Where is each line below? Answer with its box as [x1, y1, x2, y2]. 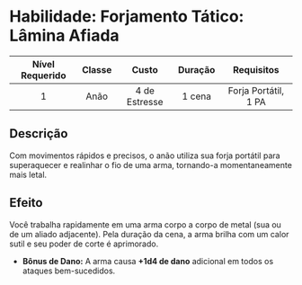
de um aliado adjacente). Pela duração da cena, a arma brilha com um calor [9, 228, 289, 239]
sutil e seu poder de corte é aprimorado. [9, 238, 159, 249]
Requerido [21, 69, 67, 82]
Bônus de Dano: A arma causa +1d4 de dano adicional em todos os [22, 255, 274, 266]
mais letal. [9, 169, 48, 180]
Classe [82, 63, 112, 76]
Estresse [126, 95, 164, 108]
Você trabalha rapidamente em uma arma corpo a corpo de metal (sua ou [9, 218, 281, 230]
